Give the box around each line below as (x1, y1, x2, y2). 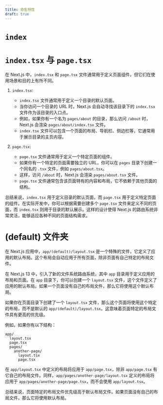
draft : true (5, 12, 29, 17)
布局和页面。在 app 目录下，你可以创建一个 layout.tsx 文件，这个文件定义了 (5, 277, 157, 282)
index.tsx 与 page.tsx (5, 54, 92, 66)
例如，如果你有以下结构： (5, 322, 56, 328)
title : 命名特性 (5, 7, 35, 12)
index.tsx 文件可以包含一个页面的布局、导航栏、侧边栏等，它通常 (19, 127, 151, 134)
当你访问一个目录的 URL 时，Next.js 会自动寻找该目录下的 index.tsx (19, 103, 155, 109)
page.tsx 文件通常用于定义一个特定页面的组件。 (19, 154, 115, 159)
